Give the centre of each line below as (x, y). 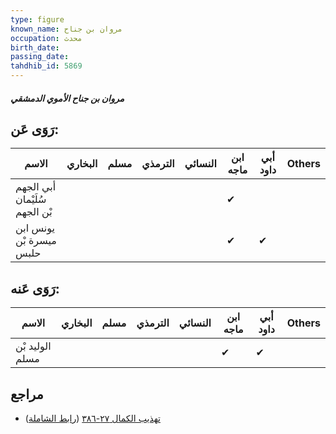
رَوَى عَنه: (35, 288)
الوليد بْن (33, 346)
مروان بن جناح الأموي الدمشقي (67, 98)
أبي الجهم (36, 187)
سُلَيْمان (31, 199)
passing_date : (40, 57)
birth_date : (35, 47)
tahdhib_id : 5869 (46, 66)
